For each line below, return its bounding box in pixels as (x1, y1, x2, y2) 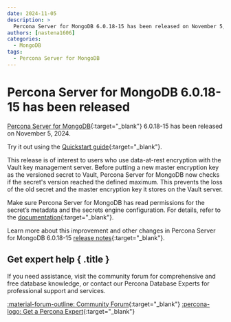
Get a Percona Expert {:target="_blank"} (23, 307, 135, 315)
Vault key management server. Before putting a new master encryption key (7, 163, 219, 171)
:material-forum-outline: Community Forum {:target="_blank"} (7, 300, 181, 308)
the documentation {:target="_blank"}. (7, 213, 114, 221)
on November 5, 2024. (7, 129, 71, 138)
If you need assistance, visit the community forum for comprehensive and (7, 272, 217, 280)
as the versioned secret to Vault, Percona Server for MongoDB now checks (7, 170, 220, 179)
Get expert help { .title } (7, 254, 110, 266)
